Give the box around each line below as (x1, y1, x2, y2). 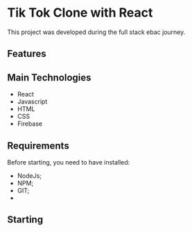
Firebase (17, 119, 43, 128)
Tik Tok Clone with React (7, 5, 153, 21)
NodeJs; (17, 172, 42, 180)
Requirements (7, 140, 69, 151)
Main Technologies (7, 72, 91, 83)
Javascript (17, 97, 48, 106)
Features (7, 48, 46, 60)
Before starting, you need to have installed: (7, 158, 130, 166)
